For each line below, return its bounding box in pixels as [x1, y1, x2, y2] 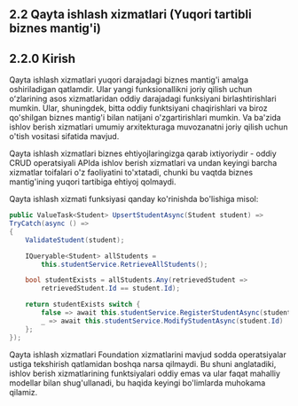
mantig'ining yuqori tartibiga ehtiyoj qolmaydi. [9, 176, 176, 187]
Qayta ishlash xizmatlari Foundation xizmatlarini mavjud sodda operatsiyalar [9, 349, 286, 360]
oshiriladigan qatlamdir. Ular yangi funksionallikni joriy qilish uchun [9, 84, 253, 95]
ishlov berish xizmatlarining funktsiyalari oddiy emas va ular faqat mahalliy [9, 368, 281, 379]
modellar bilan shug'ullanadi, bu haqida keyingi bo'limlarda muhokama [9, 377, 266, 388]
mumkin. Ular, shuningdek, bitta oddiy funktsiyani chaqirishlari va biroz [9, 103, 268, 113]
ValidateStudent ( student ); [25, 235, 125, 245]
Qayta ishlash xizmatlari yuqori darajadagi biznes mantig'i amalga [9, 74, 249, 85]
